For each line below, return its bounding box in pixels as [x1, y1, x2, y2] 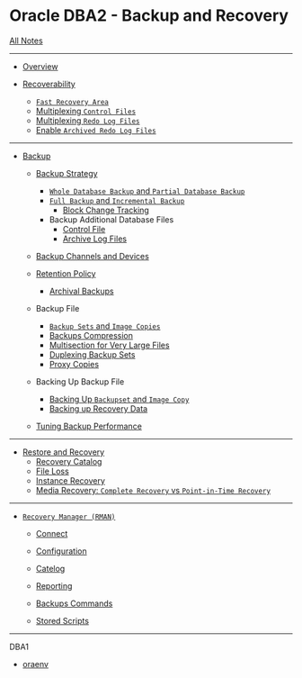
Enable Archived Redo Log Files [35, 124, 156, 135]
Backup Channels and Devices [35, 250, 150, 261]
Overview [22, 60, 58, 72]
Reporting [35, 580, 73, 591]
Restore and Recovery [22, 447, 105, 457]
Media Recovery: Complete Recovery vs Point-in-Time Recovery [35, 484, 271, 495]
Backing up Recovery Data [49, 402, 148, 414]
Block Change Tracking [62, 204, 150, 215]
